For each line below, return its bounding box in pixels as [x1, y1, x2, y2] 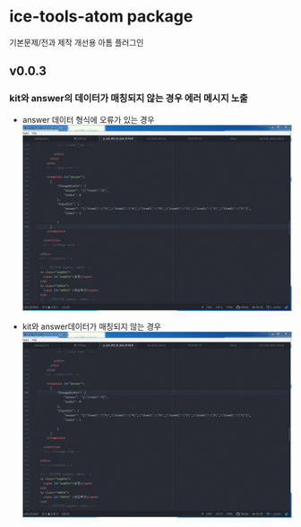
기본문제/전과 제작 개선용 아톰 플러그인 [9, 37, 144, 48]
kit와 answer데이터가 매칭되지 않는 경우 [21, 321, 161, 332]
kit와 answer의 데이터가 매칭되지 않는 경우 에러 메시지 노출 [9, 92, 248, 105]
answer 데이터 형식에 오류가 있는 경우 [21, 114, 155, 125]
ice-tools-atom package [9, 6, 193, 27]
